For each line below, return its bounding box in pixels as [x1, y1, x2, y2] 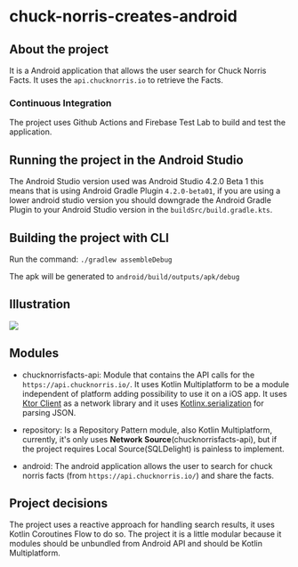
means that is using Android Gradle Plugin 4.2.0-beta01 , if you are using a [9, 185, 281, 197]
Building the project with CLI [9, 230, 169, 246]
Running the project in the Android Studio [9, 152, 244, 167]
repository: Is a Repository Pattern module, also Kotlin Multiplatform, [21, 425, 273, 435]
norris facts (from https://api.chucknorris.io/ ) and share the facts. [21, 470, 274, 481]
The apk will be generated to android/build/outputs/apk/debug [9, 271, 240, 281]
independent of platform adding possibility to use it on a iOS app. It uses [21, 388, 287, 399]
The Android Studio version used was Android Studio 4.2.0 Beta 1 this [9, 176, 264, 187]
